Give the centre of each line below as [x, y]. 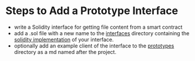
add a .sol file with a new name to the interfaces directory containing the [102, 33]
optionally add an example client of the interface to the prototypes [94, 46]
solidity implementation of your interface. [64, 39]
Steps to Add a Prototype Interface [92, 11]
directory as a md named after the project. [65, 52]
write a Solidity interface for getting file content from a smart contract [98, 27]
